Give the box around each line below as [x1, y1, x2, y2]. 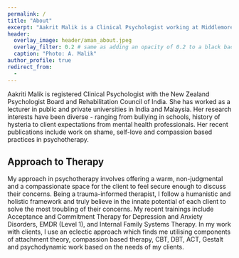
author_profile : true [7, 57, 72, 64]
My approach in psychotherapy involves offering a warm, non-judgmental [7, 175, 223, 183]
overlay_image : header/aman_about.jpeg [14, 37, 132, 44]
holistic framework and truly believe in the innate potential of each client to [7, 197, 226, 206]
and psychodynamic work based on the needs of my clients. [7, 243, 184, 252]
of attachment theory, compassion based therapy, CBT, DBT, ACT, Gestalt [7, 235, 224, 244]
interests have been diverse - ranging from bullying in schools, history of [7, 112, 221, 121]
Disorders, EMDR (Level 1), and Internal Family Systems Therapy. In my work [7, 220, 231, 229]
